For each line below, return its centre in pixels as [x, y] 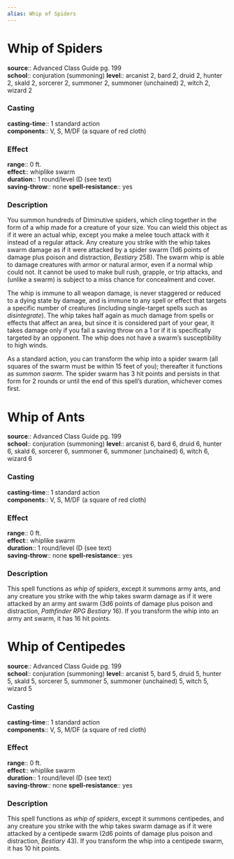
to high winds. [28, 345]
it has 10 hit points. [34, 848]
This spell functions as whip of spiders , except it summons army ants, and [114, 589]
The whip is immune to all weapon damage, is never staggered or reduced [114, 293]
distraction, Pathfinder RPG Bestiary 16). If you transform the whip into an [113, 611]
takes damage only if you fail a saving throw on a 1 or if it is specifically [109, 331]
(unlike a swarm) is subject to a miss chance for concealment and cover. [111, 280]
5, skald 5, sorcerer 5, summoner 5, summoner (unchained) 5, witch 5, [108, 681]
